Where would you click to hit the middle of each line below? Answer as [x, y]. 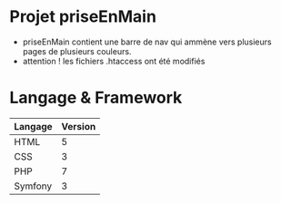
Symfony [33, 186]
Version [79, 126]
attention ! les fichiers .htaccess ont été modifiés [114, 61]
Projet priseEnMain [83, 17]
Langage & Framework [96, 98]
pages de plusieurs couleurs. [77, 51]
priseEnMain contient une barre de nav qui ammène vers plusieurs [147, 42]
